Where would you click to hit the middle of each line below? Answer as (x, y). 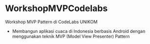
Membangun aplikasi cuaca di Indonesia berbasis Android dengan (79, 31)
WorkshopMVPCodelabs (56, 8)
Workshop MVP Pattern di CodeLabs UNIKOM (51, 22)
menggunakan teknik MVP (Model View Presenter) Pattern (71, 36)
